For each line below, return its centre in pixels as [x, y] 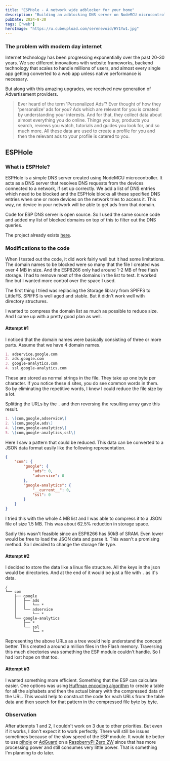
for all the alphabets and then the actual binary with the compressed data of [84, 691]
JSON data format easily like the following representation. [65, 448]
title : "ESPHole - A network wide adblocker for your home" [70, 10]
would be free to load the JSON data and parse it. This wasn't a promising [82, 539]
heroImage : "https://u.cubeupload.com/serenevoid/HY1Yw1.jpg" [72, 29]
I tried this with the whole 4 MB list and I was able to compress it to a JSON [83, 519]
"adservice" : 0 [48, 476]
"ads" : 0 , [42, 471]
